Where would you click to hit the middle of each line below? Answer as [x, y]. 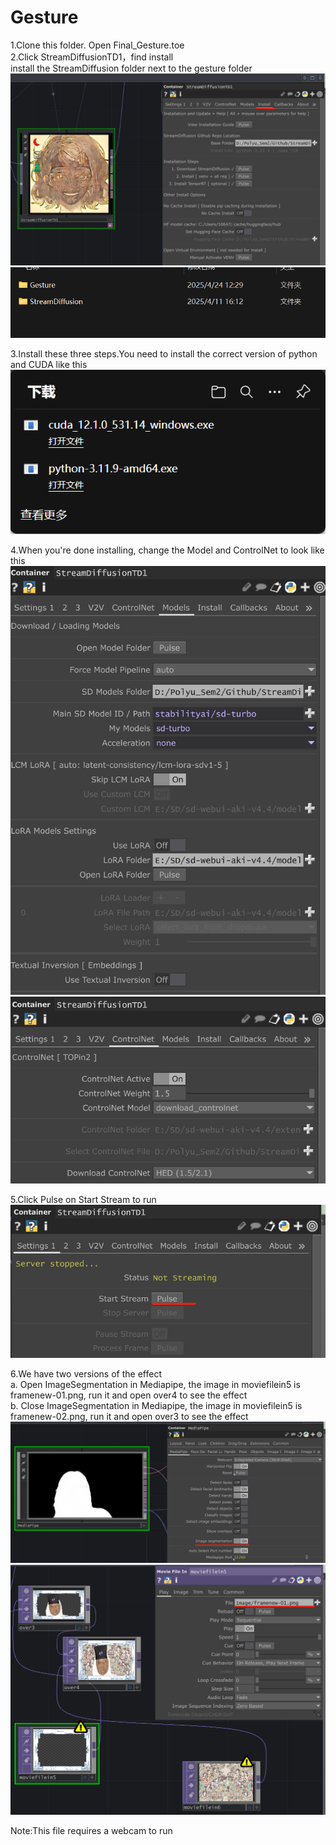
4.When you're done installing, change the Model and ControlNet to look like [167, 550]
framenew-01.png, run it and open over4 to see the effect [129, 1395]
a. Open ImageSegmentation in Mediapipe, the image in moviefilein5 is [155, 1385]
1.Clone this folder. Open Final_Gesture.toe [97, 45]
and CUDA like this [49, 364]
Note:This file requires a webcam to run [91, 1830]
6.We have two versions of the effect [86, 1374]
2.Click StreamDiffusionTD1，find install [92, 57]
